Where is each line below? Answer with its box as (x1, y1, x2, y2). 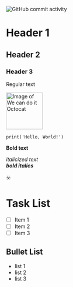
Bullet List (6, 247, 43, 257)
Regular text (6, 80, 36, 88)
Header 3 (6, 67, 33, 75)
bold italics (6, 162, 34, 169)
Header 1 (6, 27, 50, 39)
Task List (6, 197, 51, 210)
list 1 (14, 262, 26, 269)
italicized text (6, 156, 39, 163)
